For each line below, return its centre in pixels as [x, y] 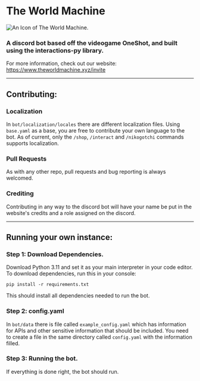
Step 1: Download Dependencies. [55, 254]
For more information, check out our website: [62, 63]
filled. [13, 343]
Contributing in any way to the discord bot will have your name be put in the [99, 207]
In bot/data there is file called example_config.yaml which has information [96, 324]
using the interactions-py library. [55, 50]
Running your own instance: [60, 237]
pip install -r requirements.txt [48, 285]
